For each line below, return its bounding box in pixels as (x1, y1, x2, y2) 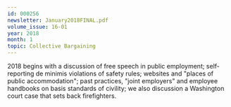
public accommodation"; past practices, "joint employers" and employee (7, 77, 218, 85)
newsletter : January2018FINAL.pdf (7, 17, 109, 24)
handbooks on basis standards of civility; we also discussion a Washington (7, 85, 225, 92)
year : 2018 (7, 29, 39, 37)
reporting (7, 69, 35, 78)
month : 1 (7, 36, 33, 43)
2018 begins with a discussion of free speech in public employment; (7, 62, 205, 70)
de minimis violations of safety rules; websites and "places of (35, 69, 213, 78)
